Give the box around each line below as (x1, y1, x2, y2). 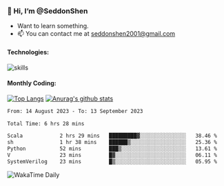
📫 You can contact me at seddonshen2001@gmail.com (17, 30, 176, 38)
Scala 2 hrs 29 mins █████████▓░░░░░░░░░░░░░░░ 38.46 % (7, 132, 217, 140)
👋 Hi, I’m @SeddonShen (7, 6, 88, 16)
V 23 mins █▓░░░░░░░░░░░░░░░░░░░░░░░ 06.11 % (7, 152, 217, 159)
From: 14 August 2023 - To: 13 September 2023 (7, 107, 143, 114)
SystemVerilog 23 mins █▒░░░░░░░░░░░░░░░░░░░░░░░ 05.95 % (7, 158, 217, 165)
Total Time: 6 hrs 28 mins (7, 120, 85, 127)
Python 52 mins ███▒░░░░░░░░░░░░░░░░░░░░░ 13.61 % (7, 145, 217, 152)
